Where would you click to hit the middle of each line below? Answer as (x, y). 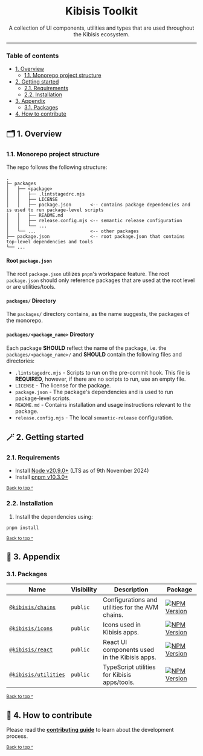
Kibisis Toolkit (101, 11)
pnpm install (23, 528)
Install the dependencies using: (54, 516)
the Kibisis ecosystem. (101, 34)
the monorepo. (25, 320)
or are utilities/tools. (31, 287)
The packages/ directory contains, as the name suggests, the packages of (98, 314)
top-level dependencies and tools (50, 242)
